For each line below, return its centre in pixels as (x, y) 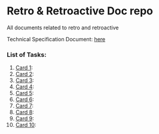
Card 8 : (25, 112)
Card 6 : (25, 99)
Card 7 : (24, 106)
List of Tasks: (27, 54)
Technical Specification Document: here (56, 39)
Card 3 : (25, 80)
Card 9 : (25, 118)
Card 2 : (25, 74)
